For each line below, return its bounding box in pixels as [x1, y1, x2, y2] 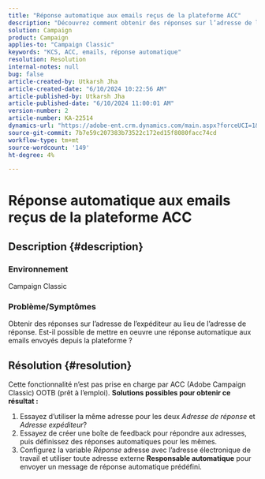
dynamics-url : [8, 122, 55, 129]
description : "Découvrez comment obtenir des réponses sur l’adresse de [8, 19, 252, 27]
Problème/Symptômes [8, 301, 96, 312]
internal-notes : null [8, 63, 80, 71]
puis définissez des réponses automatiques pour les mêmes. [19, 437, 218, 447]
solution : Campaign [8, 26, 73, 34]
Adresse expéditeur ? [19, 420, 88, 430]
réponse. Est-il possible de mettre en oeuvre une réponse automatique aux [8, 327, 252, 337]
